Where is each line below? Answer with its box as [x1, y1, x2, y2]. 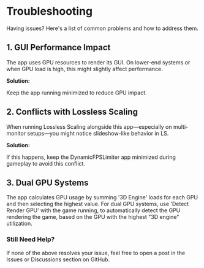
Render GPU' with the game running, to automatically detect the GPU [6, 207, 181, 214]
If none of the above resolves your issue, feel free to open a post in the [6, 249, 186, 256]
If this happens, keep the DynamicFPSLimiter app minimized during [6, 153, 176, 161]
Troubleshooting [6, 4, 93, 18]
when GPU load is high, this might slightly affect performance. [6, 65, 164, 72]
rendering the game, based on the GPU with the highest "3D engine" [6, 213, 179, 221]
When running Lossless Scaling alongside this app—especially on [6, 123, 173, 130]
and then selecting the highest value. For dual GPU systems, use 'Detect [6, 201, 189, 208]
